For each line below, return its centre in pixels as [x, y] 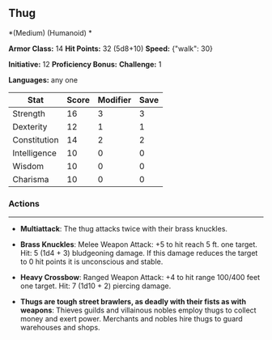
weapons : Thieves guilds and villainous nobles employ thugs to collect [138, 310]
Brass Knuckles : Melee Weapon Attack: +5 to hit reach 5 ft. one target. [138, 244]
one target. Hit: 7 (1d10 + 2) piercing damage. [96, 286]
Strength [29, 113]
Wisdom [28, 166]
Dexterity [30, 126]
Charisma [31, 179]
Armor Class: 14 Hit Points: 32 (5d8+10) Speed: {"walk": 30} [110, 49]
